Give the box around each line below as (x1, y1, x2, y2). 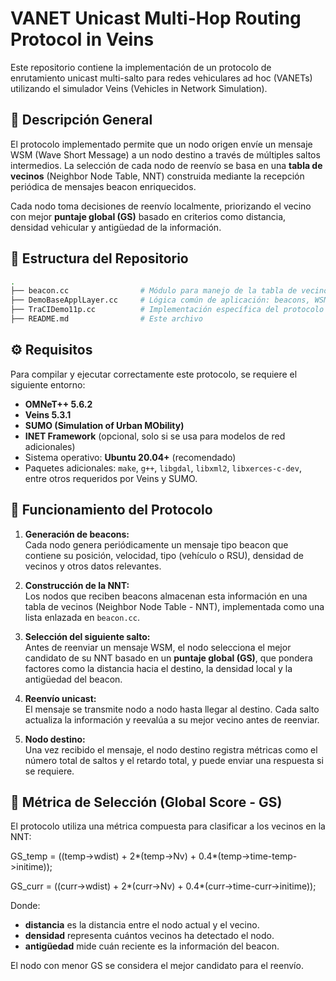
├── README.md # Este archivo (10, 314, 203, 324)
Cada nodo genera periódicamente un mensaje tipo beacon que (24, 538, 289, 551)
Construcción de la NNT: (24, 579, 130, 591)
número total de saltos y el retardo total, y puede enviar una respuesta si (24, 754, 324, 766)
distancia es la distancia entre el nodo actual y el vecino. (24, 919, 260, 931)
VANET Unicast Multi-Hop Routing (10, 7, 302, 30)
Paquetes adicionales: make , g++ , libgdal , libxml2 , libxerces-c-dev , (24, 462, 302, 474)
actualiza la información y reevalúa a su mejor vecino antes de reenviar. (24, 713, 320, 726)
